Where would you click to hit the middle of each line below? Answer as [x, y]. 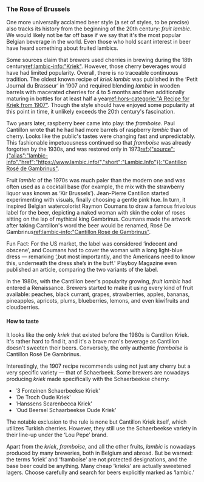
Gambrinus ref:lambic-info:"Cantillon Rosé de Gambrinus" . [78, 232]
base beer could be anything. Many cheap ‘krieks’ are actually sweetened [99, 466]
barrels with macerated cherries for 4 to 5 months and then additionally [96, 92]
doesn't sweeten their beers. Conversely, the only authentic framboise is [97, 348]
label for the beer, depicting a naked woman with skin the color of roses [96, 213]
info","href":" [22, 162]
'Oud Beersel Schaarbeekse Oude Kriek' [66, 410]
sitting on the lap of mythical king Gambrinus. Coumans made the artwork [99, 219]
